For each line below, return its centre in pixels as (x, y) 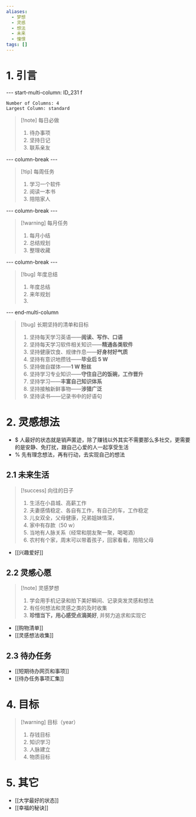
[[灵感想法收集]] (34, 636)
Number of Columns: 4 (33, 103)
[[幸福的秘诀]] (32, 808)
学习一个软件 (45, 184)
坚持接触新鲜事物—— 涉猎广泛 (66, 388)
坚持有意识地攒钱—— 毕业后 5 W (68, 359)
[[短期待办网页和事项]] (42, 671)
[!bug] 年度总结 (39, 274)
